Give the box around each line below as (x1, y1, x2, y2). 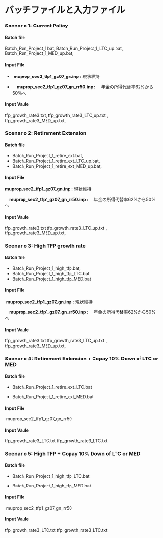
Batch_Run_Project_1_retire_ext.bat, (12, 153, 84, 158)
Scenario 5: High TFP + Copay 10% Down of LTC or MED (5, 450, 140, 457)
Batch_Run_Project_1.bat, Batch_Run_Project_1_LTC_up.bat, (5, 45, 123, 51)
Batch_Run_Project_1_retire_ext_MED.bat (12, 393, 94, 400)
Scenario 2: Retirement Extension (5, 129, 87, 136)
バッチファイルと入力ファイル (5, 4, 126, 16)
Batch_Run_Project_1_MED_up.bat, (5, 51, 74, 56)
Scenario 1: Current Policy (5, 23, 68, 29)
